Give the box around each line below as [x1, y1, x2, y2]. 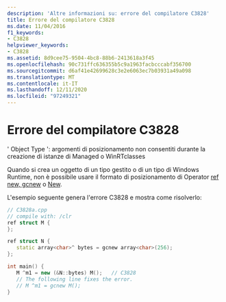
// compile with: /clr [7, 213, 72, 220]
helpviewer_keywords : [7, 42, 69, 49]
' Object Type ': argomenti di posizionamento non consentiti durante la [7, 144, 205, 153]
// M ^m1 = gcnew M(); [16, 282, 81, 289]
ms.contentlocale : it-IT [7, 80, 78, 87]
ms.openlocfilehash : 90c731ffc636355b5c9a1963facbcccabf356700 [7, 61, 192, 68]
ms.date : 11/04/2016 [7, 23, 66, 29]
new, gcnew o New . [7, 179, 63, 188]
